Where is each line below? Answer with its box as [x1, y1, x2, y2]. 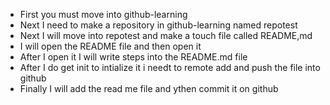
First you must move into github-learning [19, 9, 188, 20]
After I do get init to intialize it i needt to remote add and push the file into [19, 62, 321, 73]
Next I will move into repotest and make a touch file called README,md [19, 30, 313, 41]
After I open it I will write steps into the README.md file [19, 51, 248, 63]
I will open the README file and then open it [19, 40, 202, 52]
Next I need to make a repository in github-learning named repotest [19, 19, 298, 31]
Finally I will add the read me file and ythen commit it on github [19, 83, 279, 94]
